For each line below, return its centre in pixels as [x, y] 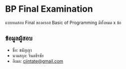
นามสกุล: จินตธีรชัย [28, 55]
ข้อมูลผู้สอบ [19, 38]
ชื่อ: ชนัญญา [22, 50]
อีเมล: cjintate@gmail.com [38, 61]
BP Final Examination [49, 9]
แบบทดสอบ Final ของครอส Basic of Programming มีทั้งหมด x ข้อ [63, 23]
